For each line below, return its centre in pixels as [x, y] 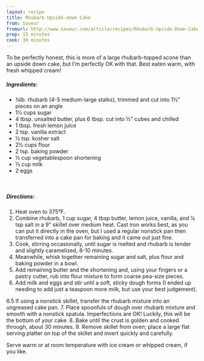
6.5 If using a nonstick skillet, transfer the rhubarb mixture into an [88, 301]
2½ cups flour [32, 145]
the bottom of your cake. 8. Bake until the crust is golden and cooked [93, 320]
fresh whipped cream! [34, 70]
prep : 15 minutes [28, 35]
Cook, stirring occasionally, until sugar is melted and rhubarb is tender [103, 244]
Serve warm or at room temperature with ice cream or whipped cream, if [97, 345]
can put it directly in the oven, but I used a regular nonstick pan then [100, 231]
